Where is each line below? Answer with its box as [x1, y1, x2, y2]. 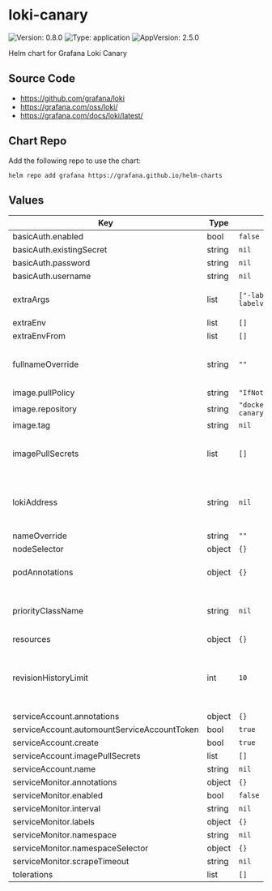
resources [12, 634, 51, 645]
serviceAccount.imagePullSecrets [12, 751, 141, 762]
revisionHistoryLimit [12, 672, 89, 683]
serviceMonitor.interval [12, 803, 101, 815]
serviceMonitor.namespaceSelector [12, 842, 149, 854]
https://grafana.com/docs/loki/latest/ [19, 110, 143, 120]
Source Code [8, 71, 75, 86]
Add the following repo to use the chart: [8, 156, 142, 166]
